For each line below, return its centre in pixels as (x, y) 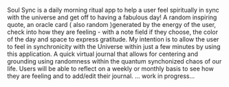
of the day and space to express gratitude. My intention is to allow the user (113, 39)
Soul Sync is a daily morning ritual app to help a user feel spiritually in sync (113, 10)
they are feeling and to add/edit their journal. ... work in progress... (101, 76)
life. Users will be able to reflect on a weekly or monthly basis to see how (111, 69)
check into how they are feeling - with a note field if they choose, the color (113, 32)
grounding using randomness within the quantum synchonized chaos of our (115, 61)
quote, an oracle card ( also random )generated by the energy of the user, (112, 25)
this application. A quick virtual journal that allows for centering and (102, 54)
